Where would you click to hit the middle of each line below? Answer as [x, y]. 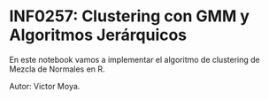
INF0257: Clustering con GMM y [130, 16]
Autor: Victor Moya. [45, 86]
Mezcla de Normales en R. [57, 69]
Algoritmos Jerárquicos [98, 35]
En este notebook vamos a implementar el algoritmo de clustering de [134, 59]
